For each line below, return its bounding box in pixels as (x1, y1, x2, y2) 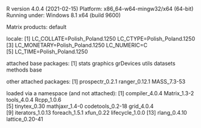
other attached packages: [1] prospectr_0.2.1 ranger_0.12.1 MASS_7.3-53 (6, 78, 186, 85)
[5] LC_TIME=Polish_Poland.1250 (6, 48, 88, 55)
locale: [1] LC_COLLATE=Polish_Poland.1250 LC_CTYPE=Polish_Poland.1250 (6, 35, 196, 42)
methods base (6, 66, 43, 73)
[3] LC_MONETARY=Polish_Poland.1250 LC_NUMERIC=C (6, 42, 148, 49)
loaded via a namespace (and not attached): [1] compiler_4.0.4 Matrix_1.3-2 (6, 90, 194, 96)
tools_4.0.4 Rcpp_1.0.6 (6, 96, 62, 103)
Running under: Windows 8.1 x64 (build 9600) (6, 12, 121, 19)
